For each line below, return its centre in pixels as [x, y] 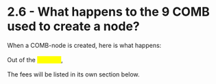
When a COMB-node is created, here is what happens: [84, 45]
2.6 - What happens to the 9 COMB [109, 12]
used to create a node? [74, 26]
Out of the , [35, 59]
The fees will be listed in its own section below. [73, 74]
